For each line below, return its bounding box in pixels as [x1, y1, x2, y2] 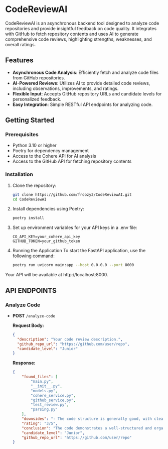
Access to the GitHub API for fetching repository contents [12, 158, 132, 164]
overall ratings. [5, 41, 36, 47]
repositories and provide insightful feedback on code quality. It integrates [5, 25, 157, 31]
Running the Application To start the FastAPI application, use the [12, 248, 146, 254]
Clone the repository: [12, 182, 57, 188]
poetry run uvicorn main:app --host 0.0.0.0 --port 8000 [12, 263, 134, 268]
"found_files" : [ [22, 374, 58, 380]
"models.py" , [31, 388, 58, 393]
